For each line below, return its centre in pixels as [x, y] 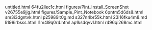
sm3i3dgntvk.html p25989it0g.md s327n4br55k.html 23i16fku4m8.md [76, 17]
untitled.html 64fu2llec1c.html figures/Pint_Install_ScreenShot [67, 7]
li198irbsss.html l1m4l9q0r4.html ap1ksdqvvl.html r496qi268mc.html [74, 22]
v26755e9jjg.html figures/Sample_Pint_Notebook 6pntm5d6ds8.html [74, 12]
